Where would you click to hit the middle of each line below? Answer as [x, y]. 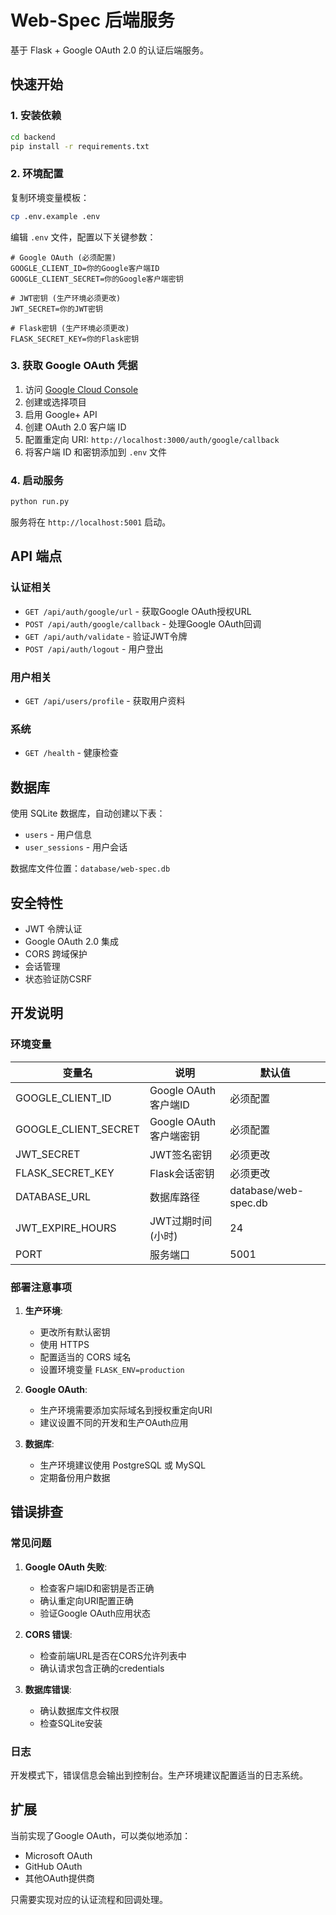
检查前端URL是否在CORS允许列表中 [113, 1655]
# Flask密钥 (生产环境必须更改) [70, 328]
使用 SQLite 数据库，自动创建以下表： [88, 813]
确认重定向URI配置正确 [86, 1600]
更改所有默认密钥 [75, 1332]
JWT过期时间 [181, 1221]
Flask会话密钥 [182, 1173]
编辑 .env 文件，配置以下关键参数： [83, 237]
